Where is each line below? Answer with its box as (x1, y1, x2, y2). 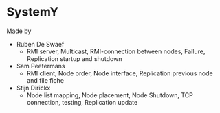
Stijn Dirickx (16, 84, 51, 92)
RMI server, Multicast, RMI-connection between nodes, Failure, (26, 47, 206, 55)
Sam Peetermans (16, 62, 65, 70)
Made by (6, 27, 32, 35)
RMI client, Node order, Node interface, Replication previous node (26, 69, 214, 77)
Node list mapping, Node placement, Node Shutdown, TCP (26, 90, 194, 99)
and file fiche (26, 76, 65, 84)
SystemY (6, 4, 59, 20)
